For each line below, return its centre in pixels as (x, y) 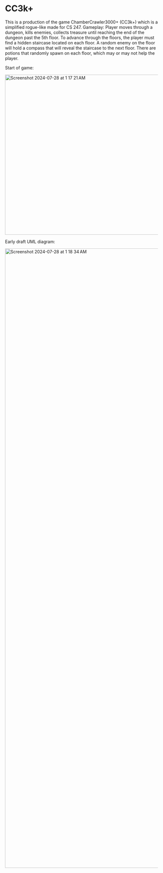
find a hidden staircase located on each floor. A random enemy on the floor (80, 42)
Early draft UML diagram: (30, 242)
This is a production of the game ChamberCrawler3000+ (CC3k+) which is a (81, 22)
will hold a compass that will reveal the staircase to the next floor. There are (81, 48)
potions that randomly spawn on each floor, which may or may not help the (80, 53)
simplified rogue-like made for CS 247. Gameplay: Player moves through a (79, 27)
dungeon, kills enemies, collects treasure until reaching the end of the (75, 32)
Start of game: (19, 68)
